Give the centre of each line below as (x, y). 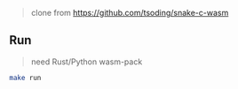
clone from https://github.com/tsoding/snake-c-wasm (130, 13)
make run (25, 78)
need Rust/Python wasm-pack (87, 62)
